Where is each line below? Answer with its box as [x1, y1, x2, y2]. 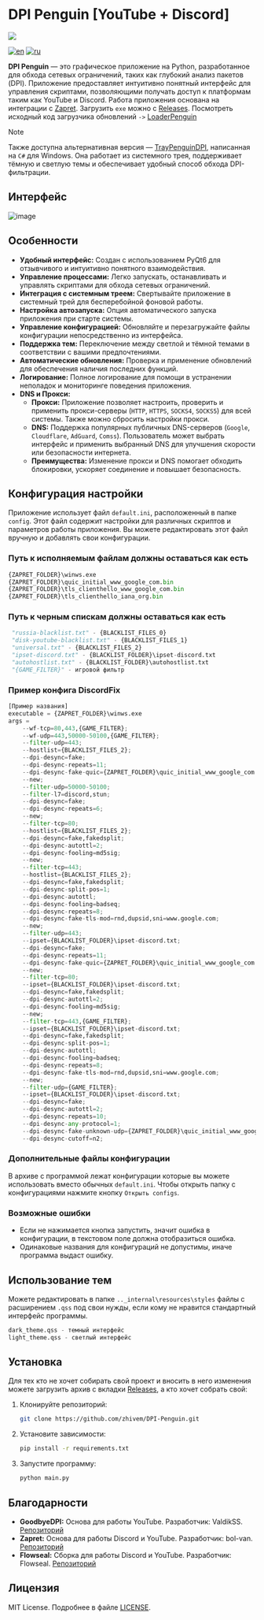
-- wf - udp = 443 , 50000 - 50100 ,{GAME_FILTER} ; [22, 731, 159, 740]
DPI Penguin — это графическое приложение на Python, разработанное [8, 61, 250, 71]
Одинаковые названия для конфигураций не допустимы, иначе [19, 1243, 233, 1252]
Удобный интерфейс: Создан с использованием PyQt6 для [19, 255, 222, 265]
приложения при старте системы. [19, 314, 134, 323]
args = [8, 717, 30, 725]
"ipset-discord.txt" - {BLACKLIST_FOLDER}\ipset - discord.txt [11, 652, 216, 660]
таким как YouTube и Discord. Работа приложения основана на [8, 95, 220, 104]
